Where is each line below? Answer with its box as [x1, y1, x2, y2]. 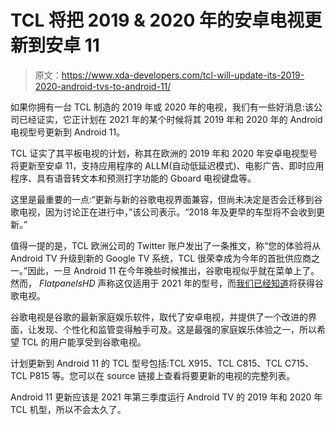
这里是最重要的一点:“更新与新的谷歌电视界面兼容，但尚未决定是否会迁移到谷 [10, 193, 323, 205]
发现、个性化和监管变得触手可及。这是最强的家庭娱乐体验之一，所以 [36, 323, 317, 335]
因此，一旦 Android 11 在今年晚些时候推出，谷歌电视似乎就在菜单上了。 [27, 264, 320, 276]
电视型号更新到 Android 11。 [10, 126, 126, 138]
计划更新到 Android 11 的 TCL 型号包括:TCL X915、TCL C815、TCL [10, 357, 283, 369]
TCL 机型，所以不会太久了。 [10, 403, 127, 415]
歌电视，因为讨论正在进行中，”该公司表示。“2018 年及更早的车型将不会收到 [10, 206, 317, 218]
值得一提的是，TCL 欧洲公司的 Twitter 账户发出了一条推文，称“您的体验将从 [10, 239, 322, 251]
